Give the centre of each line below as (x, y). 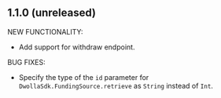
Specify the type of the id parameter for (84, 77)
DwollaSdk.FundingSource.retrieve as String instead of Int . (116, 85)
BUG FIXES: (26, 62)
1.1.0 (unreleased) (52, 13)
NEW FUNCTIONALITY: (45, 31)
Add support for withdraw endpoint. (77, 47)
